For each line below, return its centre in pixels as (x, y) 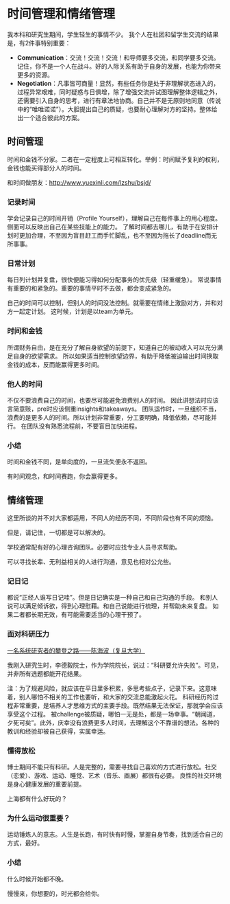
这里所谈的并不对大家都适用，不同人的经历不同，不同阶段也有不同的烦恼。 (112, 518)
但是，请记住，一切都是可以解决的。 (58, 532)
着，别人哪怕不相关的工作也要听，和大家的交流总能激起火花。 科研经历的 (110, 697)
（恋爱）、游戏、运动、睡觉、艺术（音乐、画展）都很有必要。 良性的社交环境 (114, 775)
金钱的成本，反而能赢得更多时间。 (55, 364)
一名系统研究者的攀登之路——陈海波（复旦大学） (76, 651)
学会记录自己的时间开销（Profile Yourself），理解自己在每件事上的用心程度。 (114, 218)
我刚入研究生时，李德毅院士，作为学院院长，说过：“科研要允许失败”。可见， (115, 665)
